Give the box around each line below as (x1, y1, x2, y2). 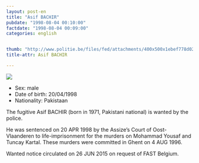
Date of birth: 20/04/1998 (14, 90, 78, 97)
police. (6, 115, 23, 122)
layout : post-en (6, 8, 46, 15)
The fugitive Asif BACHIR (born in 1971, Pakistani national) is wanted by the (6, 108, 188, 115)
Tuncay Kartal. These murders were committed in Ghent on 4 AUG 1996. (6, 138, 182, 145)
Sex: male (14, 84, 39, 92)
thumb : (6, 47, 23, 53)
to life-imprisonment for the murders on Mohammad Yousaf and (35, 132, 191, 139)
